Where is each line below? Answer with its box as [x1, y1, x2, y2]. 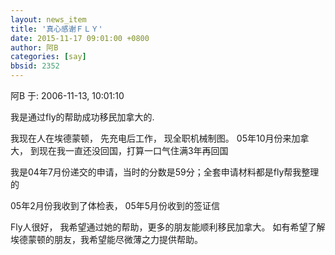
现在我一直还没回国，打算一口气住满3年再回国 [38, 145, 229, 156]
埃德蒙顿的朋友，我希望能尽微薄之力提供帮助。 [10, 234, 203, 245]
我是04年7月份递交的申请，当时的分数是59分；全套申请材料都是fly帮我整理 [10, 166, 320, 178]
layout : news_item [10, 14, 87, 25]
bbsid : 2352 [10, 61, 60, 71]
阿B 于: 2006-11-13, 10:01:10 [10, 90, 125, 101]
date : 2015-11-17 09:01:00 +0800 [10, 33, 150, 43]
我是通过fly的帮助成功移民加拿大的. [10, 111, 155, 123]
